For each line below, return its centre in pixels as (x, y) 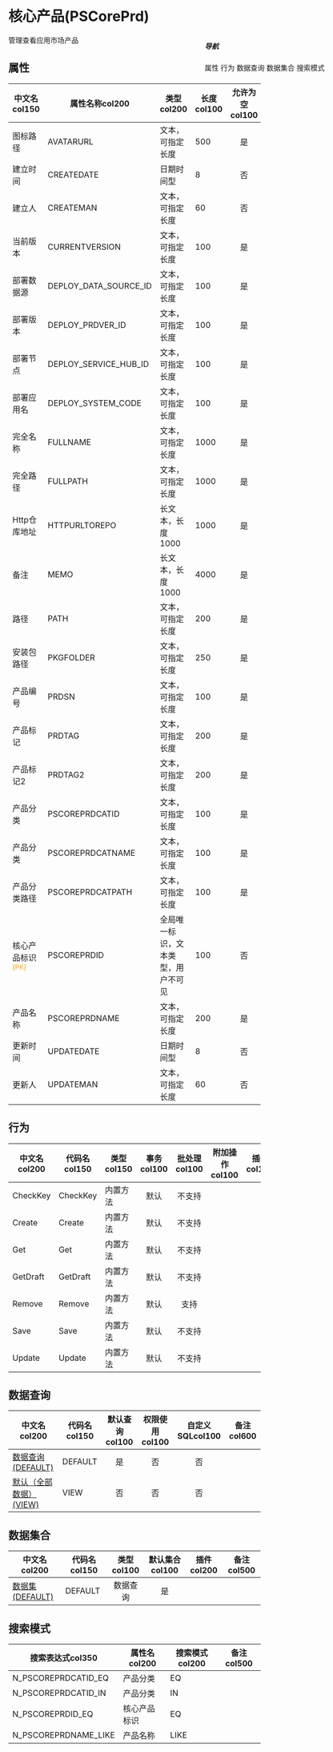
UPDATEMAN (73, 1084)
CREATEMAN (72, 208)
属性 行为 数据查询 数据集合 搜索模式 (265, 67)
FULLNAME (70, 442)
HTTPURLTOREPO (82, 525)
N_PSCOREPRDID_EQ (53, 1714)
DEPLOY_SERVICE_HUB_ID (98, 364)
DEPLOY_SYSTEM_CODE (94, 403)
